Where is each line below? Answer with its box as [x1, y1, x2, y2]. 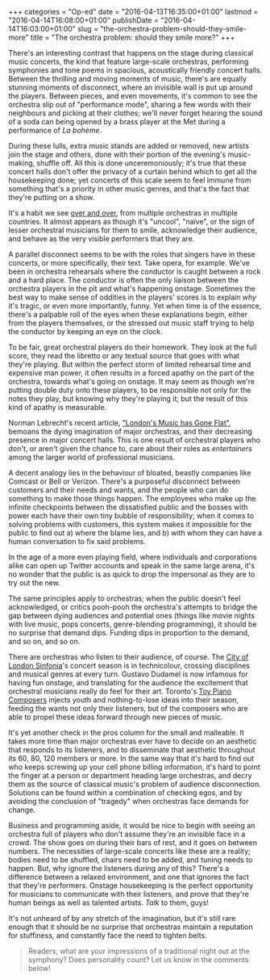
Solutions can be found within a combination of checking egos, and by [8, 788, 243, 798]
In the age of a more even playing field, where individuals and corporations [8, 552, 257, 562]
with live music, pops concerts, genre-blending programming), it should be [8, 619, 257, 629]
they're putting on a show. [8, 193, 95, 202]
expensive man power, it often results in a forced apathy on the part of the [8, 368, 255, 378]
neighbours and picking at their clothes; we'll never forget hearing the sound [8, 108, 263, 118]
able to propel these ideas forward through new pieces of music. [8, 712, 223, 722]
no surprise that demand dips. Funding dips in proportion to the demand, [8, 628, 250, 637]
